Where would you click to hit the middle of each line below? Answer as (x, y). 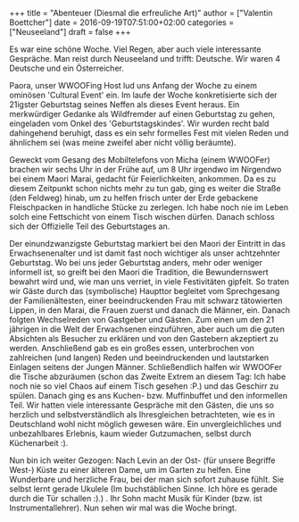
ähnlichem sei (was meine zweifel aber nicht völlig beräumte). (123, 143)
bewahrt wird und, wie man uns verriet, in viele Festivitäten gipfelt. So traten (149, 282)
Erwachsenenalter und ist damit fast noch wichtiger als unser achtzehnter (145, 253)
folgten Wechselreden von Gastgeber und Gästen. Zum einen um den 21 (142, 320)
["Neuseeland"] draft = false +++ (70, 32)
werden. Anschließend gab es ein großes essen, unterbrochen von (132, 348)
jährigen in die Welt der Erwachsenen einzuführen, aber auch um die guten (147, 329)
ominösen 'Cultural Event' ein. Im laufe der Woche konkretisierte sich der (144, 95)
